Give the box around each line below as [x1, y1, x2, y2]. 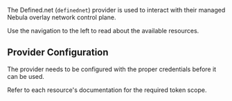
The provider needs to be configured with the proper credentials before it [7, 65, 217, 73]
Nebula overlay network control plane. [7, 13, 116, 21]
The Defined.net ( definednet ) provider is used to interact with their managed [7, 6, 226, 14]
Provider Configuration [7, 46, 109, 58]
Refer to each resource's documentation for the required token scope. [7, 86, 207, 94]
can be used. [7, 72, 45, 80]
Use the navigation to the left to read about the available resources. [7, 27, 199, 35]
